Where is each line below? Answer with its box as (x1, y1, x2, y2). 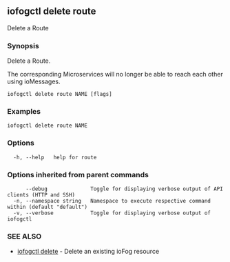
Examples (7, 107, 41, 117)
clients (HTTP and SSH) (7, 192, 76, 199)
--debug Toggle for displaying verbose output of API (25, 185, 224, 192)
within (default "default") (7, 203, 88, 210)
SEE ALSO (7, 231, 42, 241)
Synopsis (7, 41, 39, 50)
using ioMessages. (7, 77, 61, 85)
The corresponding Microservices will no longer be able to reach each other (7, 70, 224, 79)
